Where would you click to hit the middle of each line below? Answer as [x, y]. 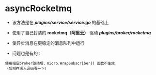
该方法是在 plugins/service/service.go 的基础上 [60, 22]
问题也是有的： [27, 53]
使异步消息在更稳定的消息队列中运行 [48, 43]
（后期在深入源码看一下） [27, 68]
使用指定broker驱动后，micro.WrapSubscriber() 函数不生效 [60, 63]
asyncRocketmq [39, 8]
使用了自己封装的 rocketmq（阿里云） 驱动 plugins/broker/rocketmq [81, 32]
